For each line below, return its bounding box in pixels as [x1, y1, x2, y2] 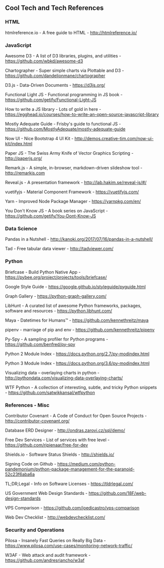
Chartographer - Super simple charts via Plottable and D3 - [5, 67, 124, 73]
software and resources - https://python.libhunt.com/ [5, 307, 112, 314]
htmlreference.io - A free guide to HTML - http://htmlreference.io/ [5, 29, 137, 36]
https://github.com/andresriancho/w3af [5, 557, 85, 563]
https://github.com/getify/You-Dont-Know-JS [5, 213, 96, 219]
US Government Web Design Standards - [5, 490, 88, 496]
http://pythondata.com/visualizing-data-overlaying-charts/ [5, 375, 123, 381]
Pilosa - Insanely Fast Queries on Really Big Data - [5, 538, 106, 544]
